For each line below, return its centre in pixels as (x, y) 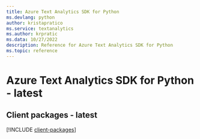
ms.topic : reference (32, 51)
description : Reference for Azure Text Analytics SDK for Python (89, 46)
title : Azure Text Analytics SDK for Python (63, 12)
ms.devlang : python (31, 17)
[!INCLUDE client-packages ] (41, 129)
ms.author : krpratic (32, 34)
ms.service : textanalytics (40, 28)
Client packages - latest (52, 115)
